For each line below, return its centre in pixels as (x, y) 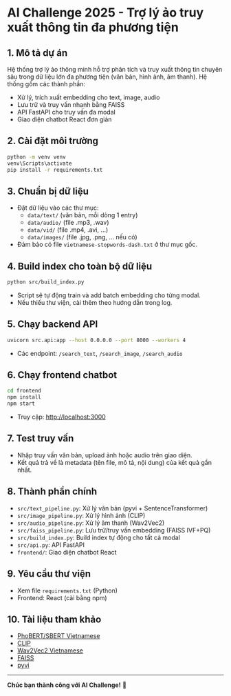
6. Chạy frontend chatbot (62, 375)
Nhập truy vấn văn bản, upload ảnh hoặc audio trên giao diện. (104, 455)
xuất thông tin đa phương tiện (93, 27)
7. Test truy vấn (41, 438)
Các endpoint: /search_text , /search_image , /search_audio (100, 353)
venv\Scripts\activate (40, 163)
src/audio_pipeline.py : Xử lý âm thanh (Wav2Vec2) (91, 523)
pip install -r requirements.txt (55, 170)
